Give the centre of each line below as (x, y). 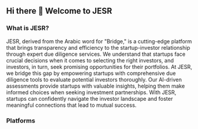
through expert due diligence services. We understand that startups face (96, 54)
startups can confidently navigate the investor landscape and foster (90, 98)
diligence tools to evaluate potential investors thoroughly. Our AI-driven (94, 79)
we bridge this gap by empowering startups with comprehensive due (91, 73)
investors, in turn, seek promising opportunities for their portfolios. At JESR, (99, 67)
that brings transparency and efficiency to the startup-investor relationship (98, 47)
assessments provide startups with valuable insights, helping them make (96, 86)
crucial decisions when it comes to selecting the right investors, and (90, 60)
